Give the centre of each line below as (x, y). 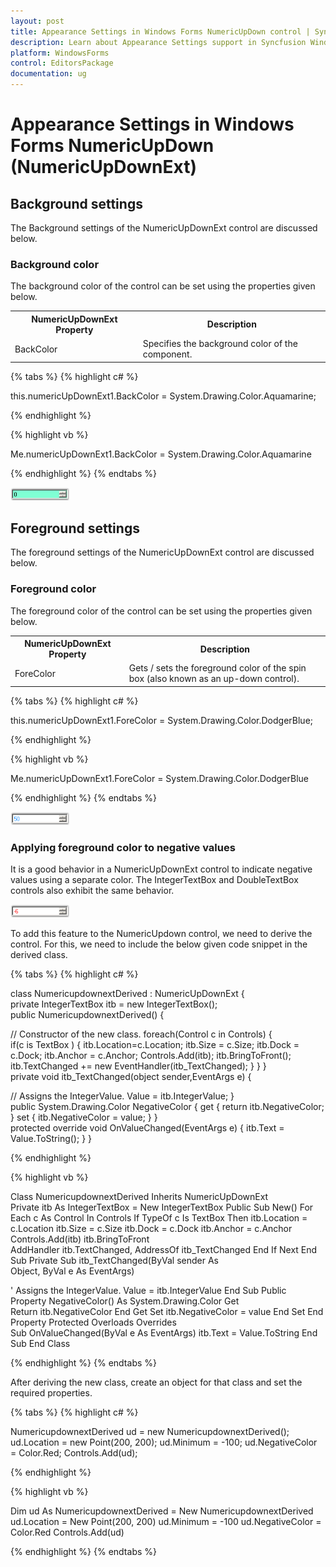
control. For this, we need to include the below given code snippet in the (159, 944)
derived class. (39, 955)
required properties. (51, 1393)
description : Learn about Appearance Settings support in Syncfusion (158, 42)
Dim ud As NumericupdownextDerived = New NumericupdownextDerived (162, 1511)
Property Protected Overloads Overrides (93, 1322)
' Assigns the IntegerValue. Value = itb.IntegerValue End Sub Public (148, 1291)
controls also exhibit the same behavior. (92, 891)
